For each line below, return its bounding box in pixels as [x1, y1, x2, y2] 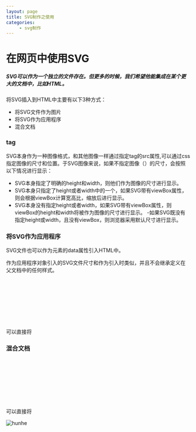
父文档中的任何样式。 [6, 266, 57, 274]
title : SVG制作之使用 [6, 14, 54, 20]
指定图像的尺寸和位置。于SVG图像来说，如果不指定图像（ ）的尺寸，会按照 [6, 160, 186, 167]
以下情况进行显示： [6, 167, 53, 174]
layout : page [6, 8, 38, 15]
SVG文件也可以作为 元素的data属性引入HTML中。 [6, 247, 124, 254]
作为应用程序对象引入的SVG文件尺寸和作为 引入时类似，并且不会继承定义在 [6, 259, 186, 266]
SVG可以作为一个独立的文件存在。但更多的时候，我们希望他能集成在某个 [6, 73, 181, 80]
